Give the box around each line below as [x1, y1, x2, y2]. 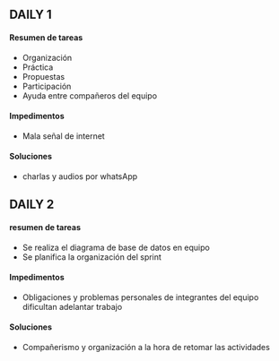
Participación [22, 81, 72, 91]
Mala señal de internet [22, 130, 105, 142]
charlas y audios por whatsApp [22, 171, 138, 182]
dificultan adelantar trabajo [22, 301, 123, 312]
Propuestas [22, 71, 65, 82]
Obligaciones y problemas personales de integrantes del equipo [22, 291, 259, 303]
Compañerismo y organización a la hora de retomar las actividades [22, 342, 271, 352]
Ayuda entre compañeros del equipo [22, 90, 158, 101]
